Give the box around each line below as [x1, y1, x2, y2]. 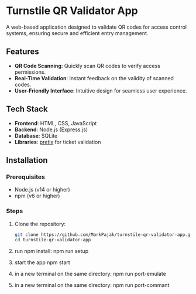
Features [6, 47, 39, 57]
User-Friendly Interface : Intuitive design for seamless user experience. [14, 87, 187, 94]
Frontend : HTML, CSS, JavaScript [14, 119, 97, 127]
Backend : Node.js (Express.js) [14, 126, 88, 133]
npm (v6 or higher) [14, 192, 60, 200]
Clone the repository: [14, 220, 66, 227]
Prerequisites [6, 173, 45, 181]
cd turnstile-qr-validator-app [14, 237, 91, 243]
